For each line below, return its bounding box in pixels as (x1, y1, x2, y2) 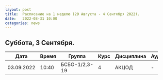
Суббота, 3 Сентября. (5, 38, 75, 47)
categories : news (5, 20, 40, 26)
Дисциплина (114, 53, 147, 60)
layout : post (5, 7, 32, 12)
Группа (68, 53, 86, 60)
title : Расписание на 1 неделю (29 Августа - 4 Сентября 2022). (5, 12, 140, 16)
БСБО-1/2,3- (61, 61, 94, 68)
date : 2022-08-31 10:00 (5, 16, 57, 21)
